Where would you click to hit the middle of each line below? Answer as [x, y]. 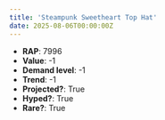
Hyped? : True [48, 98]
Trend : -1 [39, 79]
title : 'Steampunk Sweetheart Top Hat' [83, 17]
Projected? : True [54, 89]
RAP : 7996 [42, 51]
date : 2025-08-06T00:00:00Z [62, 26]
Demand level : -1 [54, 70]
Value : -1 [39, 60]
